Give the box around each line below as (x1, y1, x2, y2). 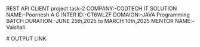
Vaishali (6, 23, 26, 31)
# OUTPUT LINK (6, 35, 47, 42)
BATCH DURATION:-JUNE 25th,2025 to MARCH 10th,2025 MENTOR (6, 18, 174, 24)
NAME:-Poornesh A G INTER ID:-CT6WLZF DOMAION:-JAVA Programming (6, 11, 190, 18)
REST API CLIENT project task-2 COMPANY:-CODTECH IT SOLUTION (6, 5, 177, 12)
